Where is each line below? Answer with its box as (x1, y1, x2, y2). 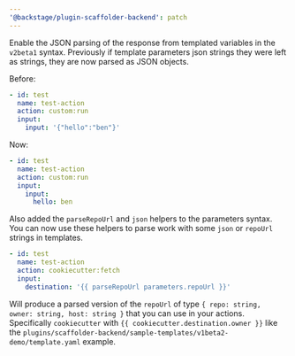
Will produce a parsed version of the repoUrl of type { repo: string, (9, 298, 261, 309)
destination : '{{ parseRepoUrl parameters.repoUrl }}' (25, 282, 231, 291)
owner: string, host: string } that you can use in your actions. (9, 307, 245, 319)
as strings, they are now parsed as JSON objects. (9, 56, 190, 66)
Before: (9, 73, 36, 84)
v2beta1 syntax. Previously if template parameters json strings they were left (9, 46, 287, 58)
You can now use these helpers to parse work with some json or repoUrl (9, 223, 274, 234)
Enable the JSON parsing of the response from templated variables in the (9, 37, 276, 48)
